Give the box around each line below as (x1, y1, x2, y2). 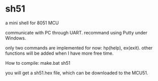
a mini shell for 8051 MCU (5, 20, 59, 26)
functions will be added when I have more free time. (5, 50, 114, 56)
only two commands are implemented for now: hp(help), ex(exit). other (5, 45, 153, 51)
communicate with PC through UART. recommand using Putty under (5, 29, 148, 35)
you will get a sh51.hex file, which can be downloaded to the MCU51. (5, 69, 148, 76)
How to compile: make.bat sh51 (5, 60, 71, 66)
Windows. (5, 35, 26, 41)
